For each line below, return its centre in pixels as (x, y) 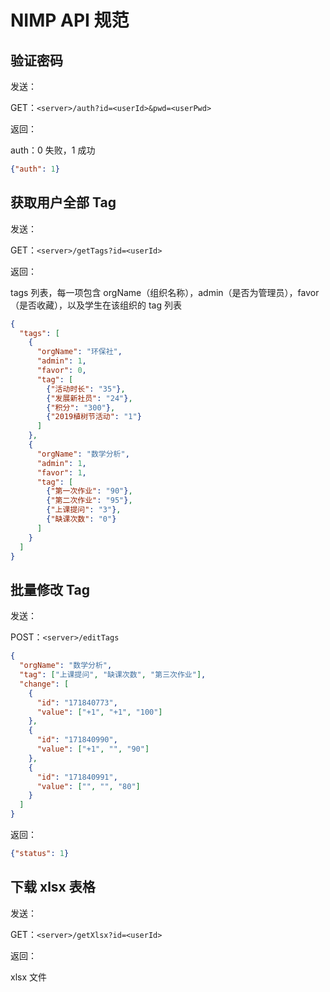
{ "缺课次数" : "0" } (81, 519)
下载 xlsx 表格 (53, 887)
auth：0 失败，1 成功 (53, 150)
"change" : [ (44, 684)
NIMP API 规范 (70, 20)
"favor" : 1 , (61, 472)
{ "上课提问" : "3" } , (84, 510)
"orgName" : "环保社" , (79, 352)
